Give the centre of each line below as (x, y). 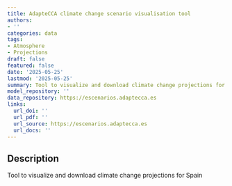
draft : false (26, 59)
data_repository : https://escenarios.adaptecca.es (82, 98)
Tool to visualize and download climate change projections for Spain (105, 176)
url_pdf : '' (31, 117)
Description (33, 158)
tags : (15, 40)
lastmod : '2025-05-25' (40, 78)
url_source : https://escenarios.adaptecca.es (81, 124)
